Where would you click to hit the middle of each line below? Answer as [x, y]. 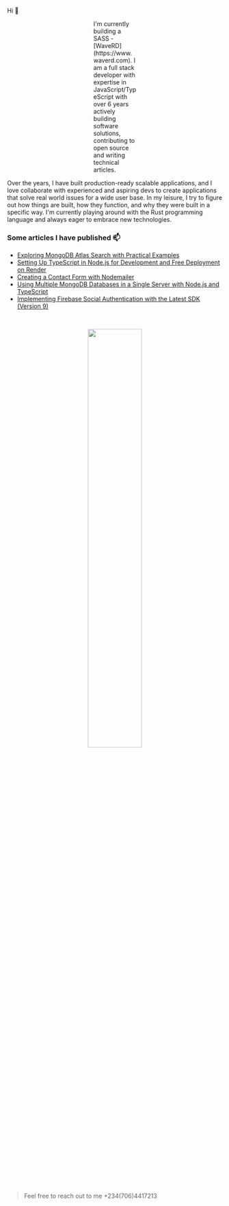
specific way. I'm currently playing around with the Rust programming [105, 212]
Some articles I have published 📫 [64, 237]
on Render [31, 270]
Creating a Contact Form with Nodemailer [76, 277]
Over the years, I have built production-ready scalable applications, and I [110, 183]
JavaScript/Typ [115, 90]
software [106, 126]
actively [104, 111]
